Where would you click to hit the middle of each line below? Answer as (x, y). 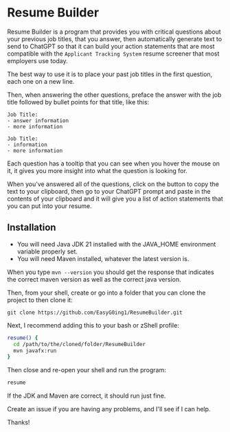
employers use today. (37, 60)
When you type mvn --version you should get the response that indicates (111, 272)
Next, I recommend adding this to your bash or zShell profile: (93, 325)
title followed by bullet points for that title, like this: (78, 102)
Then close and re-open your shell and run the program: (87, 370)
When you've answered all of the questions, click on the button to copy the (113, 184)
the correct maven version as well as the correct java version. (94, 279)
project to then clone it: (40, 299)
